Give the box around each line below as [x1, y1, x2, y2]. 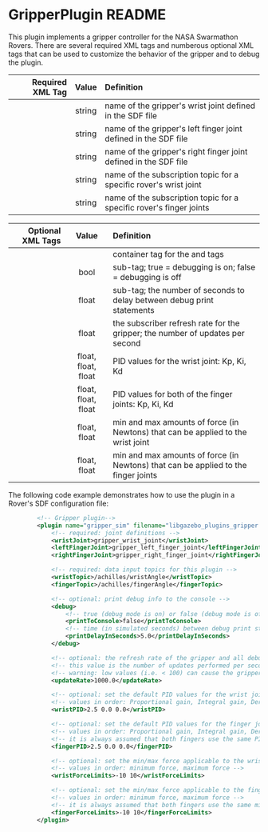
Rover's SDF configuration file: [8, 498, 109, 508]
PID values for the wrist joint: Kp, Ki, [112, 355, 246, 366]
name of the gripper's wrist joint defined [104, 100, 256, 111]
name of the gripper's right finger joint [104, 146, 248, 157]
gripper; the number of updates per [112, 327, 245, 338]
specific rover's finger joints [104, 202, 210, 213]
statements [112, 304, 155, 315]
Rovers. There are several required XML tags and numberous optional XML [8, 40, 254, 50]
